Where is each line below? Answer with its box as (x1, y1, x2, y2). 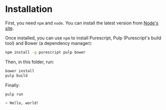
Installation (5, 3, 53, 15)
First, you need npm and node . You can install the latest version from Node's (5, 20, 159, 26)
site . (5, 25, 14, 31)
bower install (5, 68, 35, 73)
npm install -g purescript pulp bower (5, 50, 86, 55)
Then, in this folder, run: (5, 59, 54, 65)
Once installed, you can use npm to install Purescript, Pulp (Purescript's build (5, 35, 162, 41)
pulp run (5, 92, 23, 97)
